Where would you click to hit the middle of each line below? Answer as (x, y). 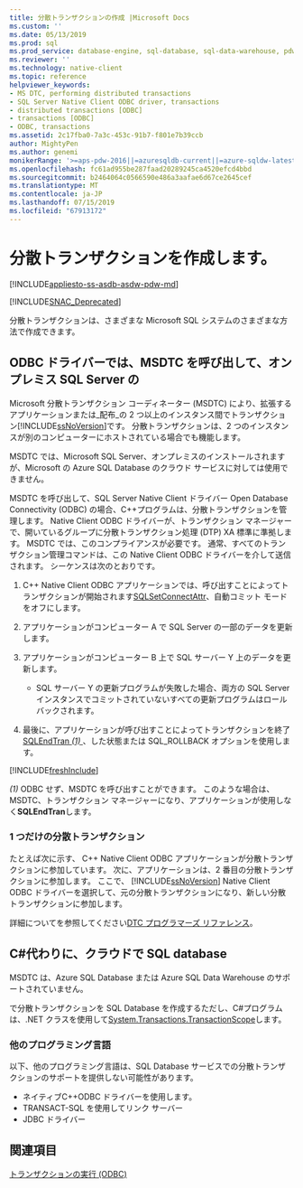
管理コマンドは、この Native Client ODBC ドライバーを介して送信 (170, 554)
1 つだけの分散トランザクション (77, 837)
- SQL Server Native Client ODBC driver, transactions (115, 102)
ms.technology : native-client (66, 69)
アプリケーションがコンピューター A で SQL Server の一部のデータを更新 (157, 627)
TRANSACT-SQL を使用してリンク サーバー (102, 1108)
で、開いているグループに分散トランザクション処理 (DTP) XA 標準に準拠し (147, 532)
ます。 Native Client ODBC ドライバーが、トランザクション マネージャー (159, 520)
